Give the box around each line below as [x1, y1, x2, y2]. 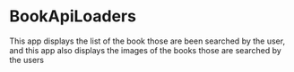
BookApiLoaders [9, 6, 137, 27]
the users [9, 54, 45, 65]
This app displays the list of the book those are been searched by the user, [9, 36, 285, 46]
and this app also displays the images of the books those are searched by [9, 44, 282, 55]
